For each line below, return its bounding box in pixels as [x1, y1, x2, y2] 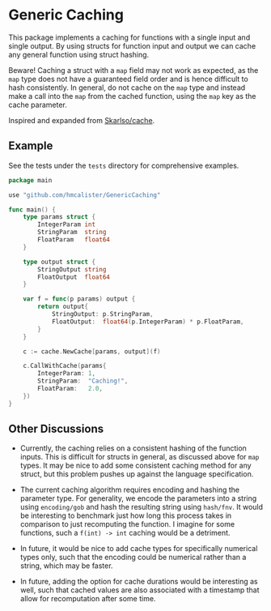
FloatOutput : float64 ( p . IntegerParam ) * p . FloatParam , [51, 318, 244, 326]
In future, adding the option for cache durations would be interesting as [19, 577, 258, 587]
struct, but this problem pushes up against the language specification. [19, 469, 254, 479]
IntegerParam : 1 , [37, 370, 95, 378]
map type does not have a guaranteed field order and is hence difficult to [8, 74, 248, 83]
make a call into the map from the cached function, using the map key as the [8, 91, 256, 100]
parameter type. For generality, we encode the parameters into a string [19, 493, 257, 503]
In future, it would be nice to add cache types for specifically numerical [19, 544, 258, 553]
